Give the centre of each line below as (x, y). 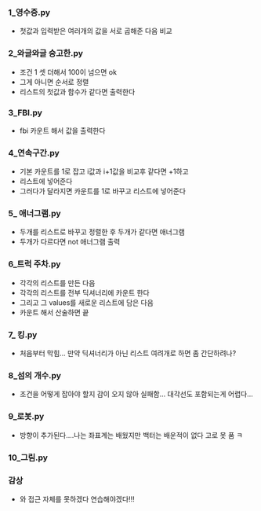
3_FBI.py (25, 112)
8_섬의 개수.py (34, 375)
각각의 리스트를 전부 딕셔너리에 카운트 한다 (85, 292)
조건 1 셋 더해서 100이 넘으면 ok (68, 72)
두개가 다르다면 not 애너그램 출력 (70, 242)
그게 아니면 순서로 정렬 (54, 82)
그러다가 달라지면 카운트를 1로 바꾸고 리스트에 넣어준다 (103, 191)
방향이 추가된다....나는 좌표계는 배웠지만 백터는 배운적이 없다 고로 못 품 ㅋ (131, 435)
